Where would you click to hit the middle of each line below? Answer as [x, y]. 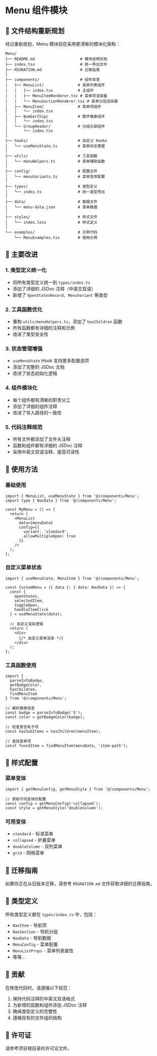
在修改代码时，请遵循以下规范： [38, 988]
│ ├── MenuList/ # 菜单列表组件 [55, 85]
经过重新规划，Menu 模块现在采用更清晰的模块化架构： [63, 44]
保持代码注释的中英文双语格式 [44, 999]
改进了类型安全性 [30, 334]
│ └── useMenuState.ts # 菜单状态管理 [55, 146]
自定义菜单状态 [24, 568]
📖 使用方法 [22, 469]
